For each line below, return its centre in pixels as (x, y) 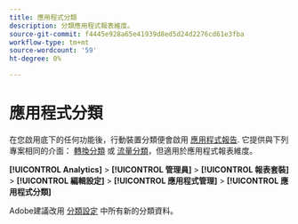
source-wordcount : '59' (53, 51)
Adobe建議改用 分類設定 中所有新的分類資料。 (94, 211)
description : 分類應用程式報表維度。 (72, 26)
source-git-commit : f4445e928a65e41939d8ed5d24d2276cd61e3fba (127, 34)
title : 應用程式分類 (43, 17)
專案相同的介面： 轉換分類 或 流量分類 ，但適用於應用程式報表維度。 (133, 150)
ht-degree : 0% (36, 59)
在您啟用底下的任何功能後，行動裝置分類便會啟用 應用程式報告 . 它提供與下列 (149, 140)
